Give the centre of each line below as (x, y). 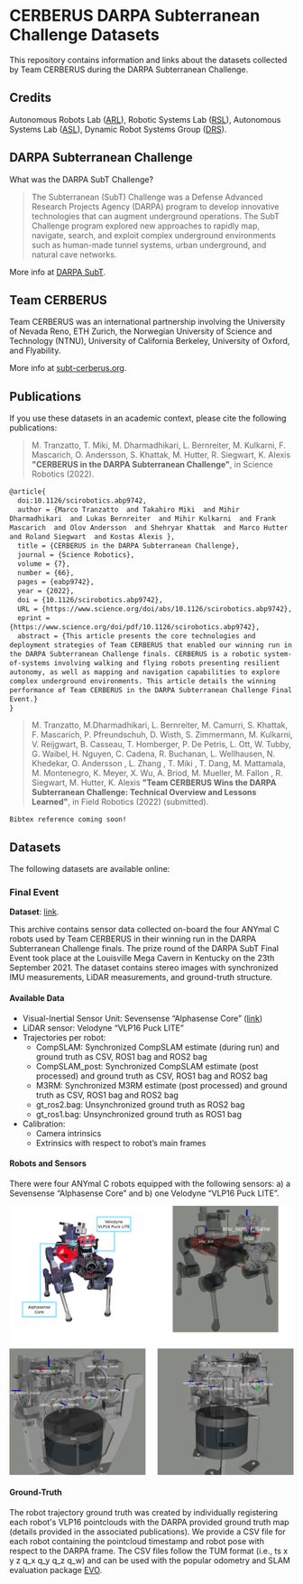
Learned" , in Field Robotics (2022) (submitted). (120, 802)
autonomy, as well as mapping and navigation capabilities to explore (145, 672)
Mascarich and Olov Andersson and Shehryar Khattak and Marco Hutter (149, 528)
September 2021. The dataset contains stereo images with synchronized (144, 968)
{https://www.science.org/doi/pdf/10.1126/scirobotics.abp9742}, (134, 627)
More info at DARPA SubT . (58, 272)
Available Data (37, 997)
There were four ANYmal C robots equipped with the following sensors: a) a (150, 1183)
